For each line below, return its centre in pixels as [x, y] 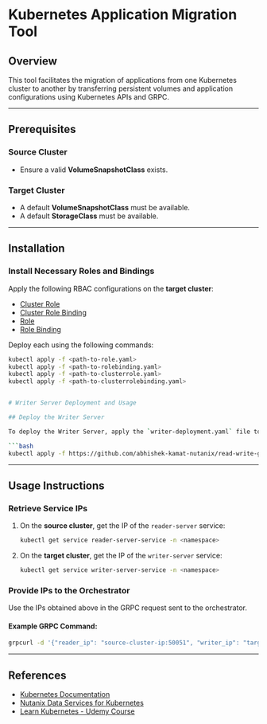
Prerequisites [42, 129]
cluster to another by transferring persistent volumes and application [120, 88]
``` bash [21, 446]
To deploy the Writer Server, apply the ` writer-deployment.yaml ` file [129, 432]
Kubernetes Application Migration [123, 15]
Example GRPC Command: [53, 626]
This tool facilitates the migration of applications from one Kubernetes [122, 80]
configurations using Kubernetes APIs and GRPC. [89, 97]
